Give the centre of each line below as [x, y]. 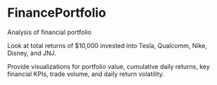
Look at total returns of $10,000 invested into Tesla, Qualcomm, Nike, [107, 45]
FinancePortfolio [57, 13]
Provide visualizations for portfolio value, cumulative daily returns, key [109, 66]
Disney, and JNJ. [32, 53]
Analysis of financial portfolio [50, 32]
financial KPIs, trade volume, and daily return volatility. [86, 74]
